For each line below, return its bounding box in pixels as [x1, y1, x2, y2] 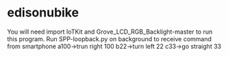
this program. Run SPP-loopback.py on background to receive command [7, 34, 212, 43]
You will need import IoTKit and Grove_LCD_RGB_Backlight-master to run [7, 27, 213, 36]
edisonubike [7, 5, 79, 21]
